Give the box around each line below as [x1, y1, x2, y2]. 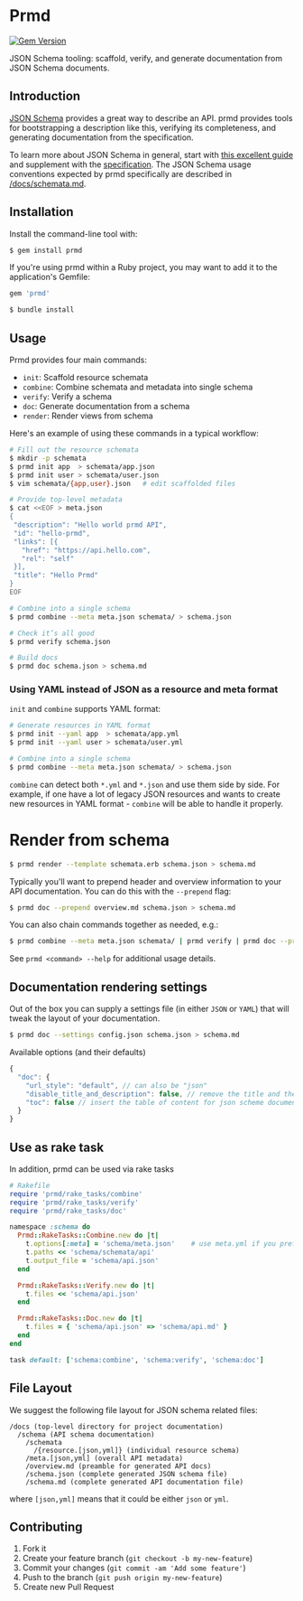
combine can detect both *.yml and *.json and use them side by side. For [9, 779, 280, 790]
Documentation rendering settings [9, 979, 207, 995]
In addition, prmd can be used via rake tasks [9, 1163, 174, 1175]
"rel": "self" [21, 554, 75, 563]
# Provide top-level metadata [9, 495, 124, 504]
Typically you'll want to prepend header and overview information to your [9, 875, 282, 886]
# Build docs [9, 653, 59, 662]
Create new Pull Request [22, 1582, 115, 1593]
